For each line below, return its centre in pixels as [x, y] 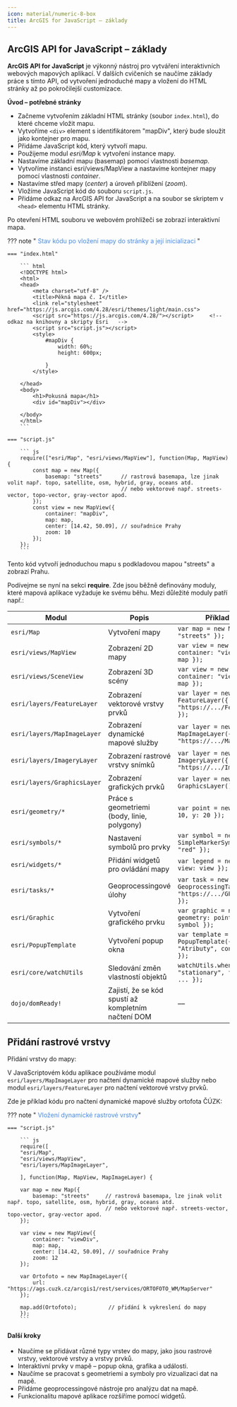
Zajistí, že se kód [136, 991]
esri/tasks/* [33, 891]
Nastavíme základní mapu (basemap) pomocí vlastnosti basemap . [114, 161]
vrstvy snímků [132, 765]
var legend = [199, 861]
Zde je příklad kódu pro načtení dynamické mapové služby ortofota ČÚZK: [115, 1102]
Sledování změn [135, 968]
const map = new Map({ [66, 471]
